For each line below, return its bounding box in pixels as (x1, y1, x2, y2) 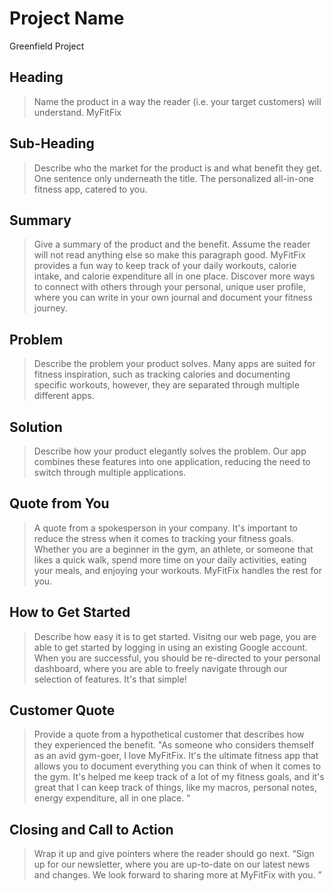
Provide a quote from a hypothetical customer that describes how (33, 728, 305, 741)
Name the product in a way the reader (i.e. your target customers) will (33, 95, 322, 107)
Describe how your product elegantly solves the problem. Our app (33, 445, 307, 457)
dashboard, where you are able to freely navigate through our (33, 662, 288, 674)
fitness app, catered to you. (33, 183, 148, 195)
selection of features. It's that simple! (33, 673, 187, 685)
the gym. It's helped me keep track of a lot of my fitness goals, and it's (33, 771, 325, 783)
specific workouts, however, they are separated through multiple (33, 379, 300, 391)
